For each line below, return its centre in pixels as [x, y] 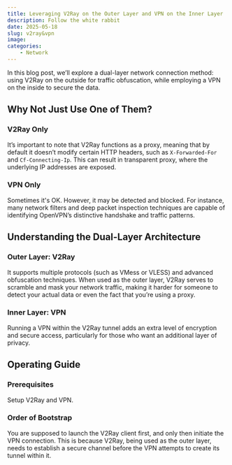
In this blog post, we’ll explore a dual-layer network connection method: [110, 72]
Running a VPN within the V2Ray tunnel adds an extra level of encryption [112, 328]
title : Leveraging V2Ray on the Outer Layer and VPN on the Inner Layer [115, 14]
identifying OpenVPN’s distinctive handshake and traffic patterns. [101, 215]
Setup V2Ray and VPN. [40, 400]
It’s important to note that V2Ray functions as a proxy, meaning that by [109, 145]
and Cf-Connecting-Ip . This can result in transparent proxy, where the [108, 159]
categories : [24, 46]
